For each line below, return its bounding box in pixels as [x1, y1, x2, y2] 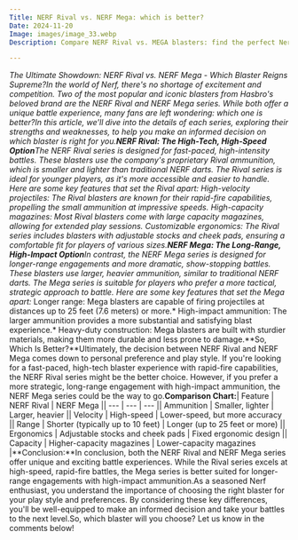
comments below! [9, 523, 74, 534]
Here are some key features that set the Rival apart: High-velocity [9, 183, 251, 194]
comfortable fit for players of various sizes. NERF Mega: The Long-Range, [9, 240, 282, 250]
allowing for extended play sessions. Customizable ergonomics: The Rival [9, 221, 279, 232]
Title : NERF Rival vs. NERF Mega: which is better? [9, 12, 204, 22]
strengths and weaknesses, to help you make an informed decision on [9, 126, 267, 138]
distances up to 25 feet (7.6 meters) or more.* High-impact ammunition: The [9, 306, 287, 316]
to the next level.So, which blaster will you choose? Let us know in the [9, 513, 265, 524]
